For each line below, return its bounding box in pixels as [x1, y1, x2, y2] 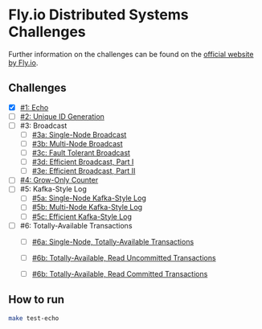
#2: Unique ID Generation [19, 111, 104, 121]
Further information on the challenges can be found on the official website [8, 49, 254, 59]
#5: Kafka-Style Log [19, 184, 87, 194]
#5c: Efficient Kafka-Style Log [31, 212, 133, 221]
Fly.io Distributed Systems [8, 6, 189, 24]
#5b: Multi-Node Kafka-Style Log [31, 203, 143, 212]
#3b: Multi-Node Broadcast [31, 139, 123, 148]
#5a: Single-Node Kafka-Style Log [31, 193, 147, 203]
